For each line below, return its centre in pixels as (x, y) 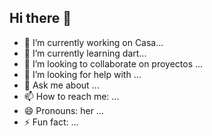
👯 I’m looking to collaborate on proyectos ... (113, 63)
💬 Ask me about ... (61, 85)
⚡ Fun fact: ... (51, 122)
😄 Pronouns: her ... (64, 110)
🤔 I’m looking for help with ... (82, 74)
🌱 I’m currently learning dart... (85, 53)
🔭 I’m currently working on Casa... (93, 42)
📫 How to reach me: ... (71, 96)
